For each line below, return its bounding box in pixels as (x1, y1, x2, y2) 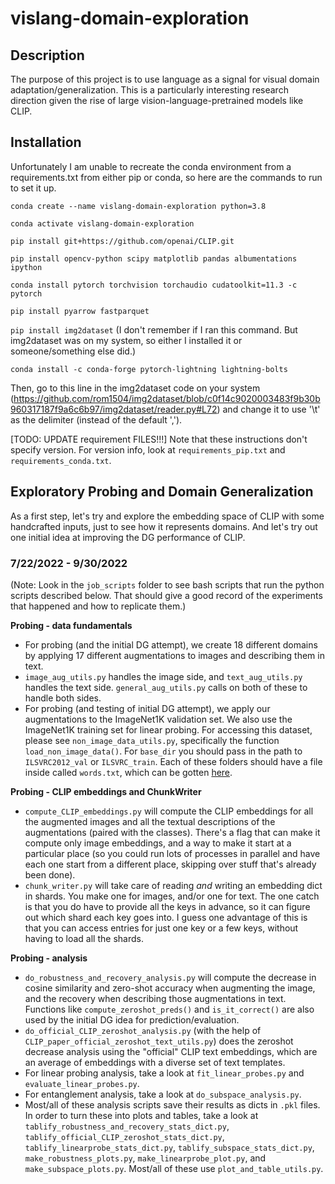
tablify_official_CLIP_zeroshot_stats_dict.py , (24, 1130, 225, 1142)
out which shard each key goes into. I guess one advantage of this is (24, 911, 308, 923)
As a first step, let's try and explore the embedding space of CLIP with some (10, 510, 325, 522)
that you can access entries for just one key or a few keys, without (24, 922, 299, 934)
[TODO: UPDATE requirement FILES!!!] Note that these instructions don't (10, 433, 308, 445)
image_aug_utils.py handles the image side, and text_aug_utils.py (24, 670, 303, 682)
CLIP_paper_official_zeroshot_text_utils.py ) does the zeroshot (24, 1035, 294, 1047)
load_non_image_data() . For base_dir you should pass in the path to (24, 745, 303, 757)
